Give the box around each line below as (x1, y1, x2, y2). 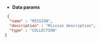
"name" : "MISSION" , (9, 18, 53, 23)
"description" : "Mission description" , (9, 23, 96, 28)
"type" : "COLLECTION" (9, 27, 57, 33)
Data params (12, 4, 40, 10)
